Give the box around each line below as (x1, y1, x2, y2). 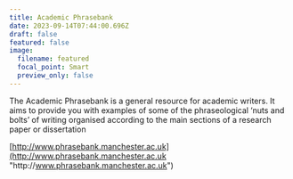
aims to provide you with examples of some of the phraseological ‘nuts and (9, 104, 285, 116)
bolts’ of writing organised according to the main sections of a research (9, 114, 272, 125)
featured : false (9, 37, 69, 47)
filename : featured (17, 54, 90, 63)
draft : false (9, 29, 58, 38)
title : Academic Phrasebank (9, 12, 114, 22)
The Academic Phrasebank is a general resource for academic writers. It (9, 95, 275, 106)
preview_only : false (17, 71, 94, 80)
